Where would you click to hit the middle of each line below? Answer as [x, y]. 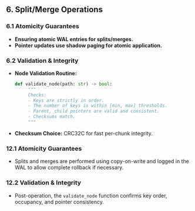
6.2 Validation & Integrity [42, 60]
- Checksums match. [52, 117]
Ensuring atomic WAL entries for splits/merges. [74, 39]
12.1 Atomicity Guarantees [44, 148]
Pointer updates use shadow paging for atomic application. [88, 45]
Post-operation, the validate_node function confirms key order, [91, 195]
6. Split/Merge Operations [54, 10]
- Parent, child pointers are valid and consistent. [94, 111]
